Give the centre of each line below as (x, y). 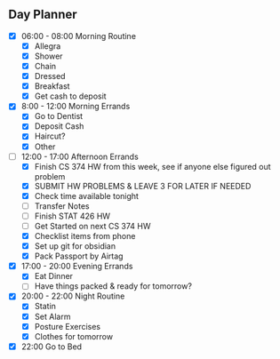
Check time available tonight (87, 195)
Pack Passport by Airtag (79, 256)
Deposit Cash (59, 126)
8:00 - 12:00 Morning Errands (76, 107)
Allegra (48, 46)
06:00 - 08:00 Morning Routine (79, 36)
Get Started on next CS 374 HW (93, 226)
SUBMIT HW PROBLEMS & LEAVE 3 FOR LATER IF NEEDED (143, 186)
